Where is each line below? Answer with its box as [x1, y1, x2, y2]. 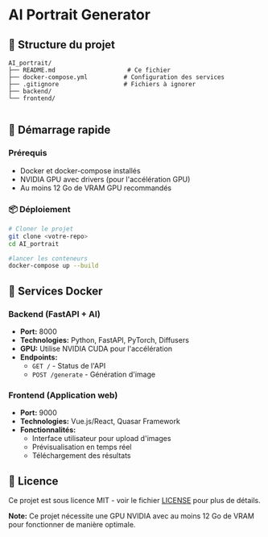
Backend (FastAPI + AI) [8, 308, 101, 319]
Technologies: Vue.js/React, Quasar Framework [19, 417, 181, 427]
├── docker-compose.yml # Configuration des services [8, 73, 225, 81]
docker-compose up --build [8, 262, 99, 270]
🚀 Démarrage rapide [8, 123, 111, 137]
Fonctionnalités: [19, 425, 76, 435]
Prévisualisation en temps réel [31, 442, 132, 452]
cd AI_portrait [8, 239, 60, 248]
